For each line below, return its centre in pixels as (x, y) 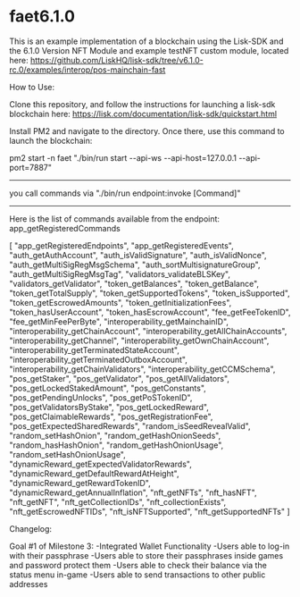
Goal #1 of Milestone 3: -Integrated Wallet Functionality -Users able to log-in (150, 546)
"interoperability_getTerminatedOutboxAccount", (98, 359)
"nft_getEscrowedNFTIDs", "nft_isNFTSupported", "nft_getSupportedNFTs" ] (150, 511)
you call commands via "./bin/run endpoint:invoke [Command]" (125, 193)
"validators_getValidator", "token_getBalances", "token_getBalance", (134, 283)
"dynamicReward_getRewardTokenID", (80, 483)
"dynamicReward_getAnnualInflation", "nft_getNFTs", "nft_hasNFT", (133, 492)
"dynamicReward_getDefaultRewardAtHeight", (94, 473)
